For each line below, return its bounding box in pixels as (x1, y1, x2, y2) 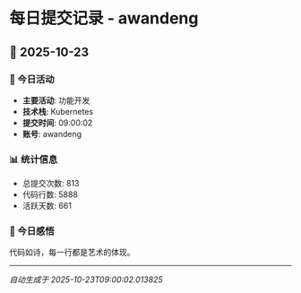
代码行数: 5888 (21, 189, 79, 200)
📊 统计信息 (9, 153, 58, 166)
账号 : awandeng (21, 128, 82, 139)
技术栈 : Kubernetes (21, 106, 94, 116)
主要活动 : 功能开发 (21, 95, 90, 106)
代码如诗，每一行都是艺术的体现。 (9, 247, 135, 258)
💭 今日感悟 (9, 225, 56, 237)
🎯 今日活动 (9, 73, 56, 85)
